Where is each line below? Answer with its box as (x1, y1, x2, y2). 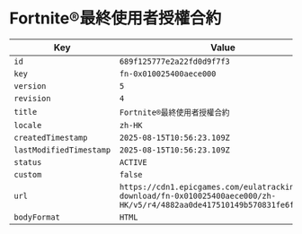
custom (13, 169, 42, 179)
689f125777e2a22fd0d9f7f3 (119, 56, 231, 66)
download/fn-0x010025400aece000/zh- (119, 190, 277, 201)
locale (13, 120, 42, 130)
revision (13, 93, 51, 103)
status (13, 157, 42, 167)
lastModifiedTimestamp (13, 144, 111, 155)
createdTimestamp (13, 132, 88, 143)
